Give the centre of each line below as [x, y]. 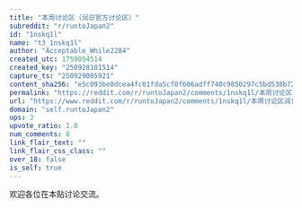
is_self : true [36, 168]
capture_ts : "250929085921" [62, 76]
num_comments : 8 [40, 134]
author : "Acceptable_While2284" [70, 51]
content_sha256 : [40, 84]
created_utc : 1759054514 [56, 59]
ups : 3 [22, 117]
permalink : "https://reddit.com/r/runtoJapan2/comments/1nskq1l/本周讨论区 [151, 92]
